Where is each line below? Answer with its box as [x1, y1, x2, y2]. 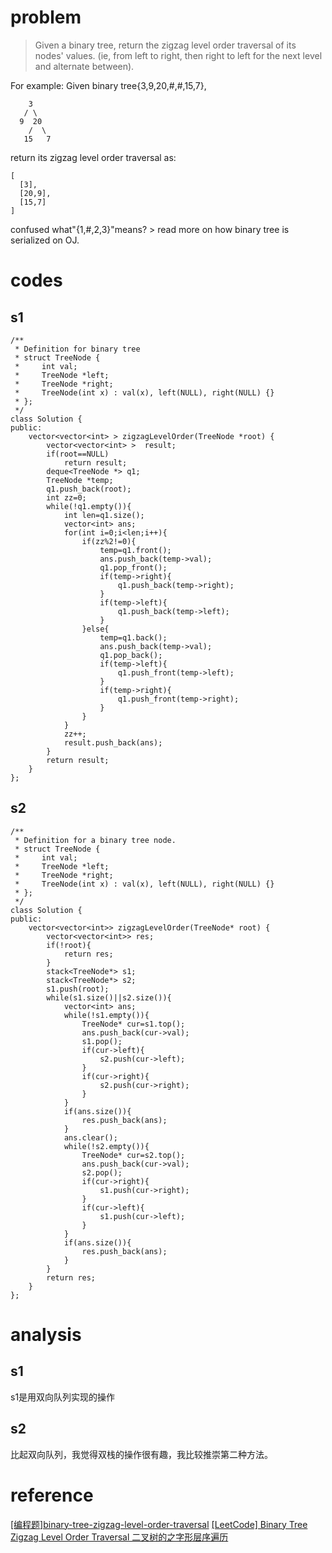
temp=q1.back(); [99, 632, 168, 643]
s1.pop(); [81, 1036, 123, 1046]
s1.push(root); [46, 984, 110, 994]
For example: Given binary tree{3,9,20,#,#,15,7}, [10, 79, 207, 91]
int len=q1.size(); [63, 510, 145, 520]
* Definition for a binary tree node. [14, 835, 177, 845]
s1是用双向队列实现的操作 [10, 1391, 116, 1403]
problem [10, 6, 82, 29]
